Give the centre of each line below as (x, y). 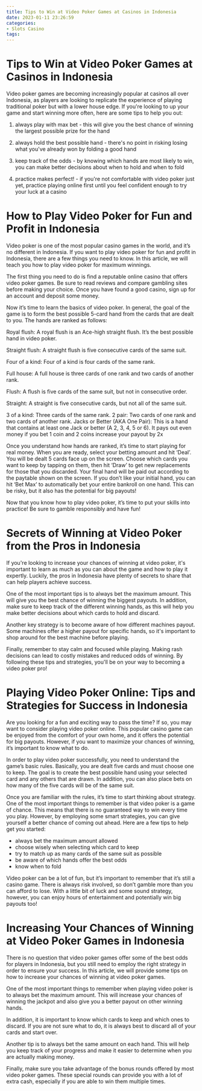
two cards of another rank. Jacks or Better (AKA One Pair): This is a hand (97, 421)
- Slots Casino (25, 29)
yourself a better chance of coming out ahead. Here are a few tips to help (97, 822)
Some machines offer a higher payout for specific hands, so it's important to (101, 631)
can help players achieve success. (49, 582)
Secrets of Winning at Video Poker (94, 533)
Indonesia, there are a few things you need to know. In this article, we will (97, 258)
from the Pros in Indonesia (74, 546)
